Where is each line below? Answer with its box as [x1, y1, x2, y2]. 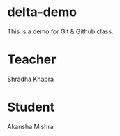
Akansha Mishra [7, 122, 54, 130]
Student [7, 99, 55, 115]
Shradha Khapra [7, 75, 54, 83]
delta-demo [7, 4, 77, 20]
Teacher [7, 52, 57, 68]
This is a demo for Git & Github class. [7, 27, 114, 36]
